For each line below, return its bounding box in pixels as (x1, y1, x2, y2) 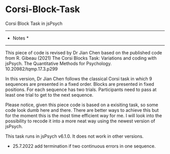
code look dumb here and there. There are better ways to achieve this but (5, 107, 159, 113)
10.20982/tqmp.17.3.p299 (5, 66, 58, 72)
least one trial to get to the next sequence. (5, 91, 94, 98)
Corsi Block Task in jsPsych (5, 20, 63, 26)
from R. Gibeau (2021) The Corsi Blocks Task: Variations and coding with (5, 55, 157, 61)
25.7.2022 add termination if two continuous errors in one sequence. (12, 143, 156, 149)
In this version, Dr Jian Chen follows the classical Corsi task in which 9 (5, 75, 152, 82)
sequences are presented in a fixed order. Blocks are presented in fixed (5, 81, 154, 87)
